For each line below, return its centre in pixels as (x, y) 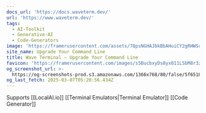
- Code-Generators (36, 40)
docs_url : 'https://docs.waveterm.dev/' (59, 12)
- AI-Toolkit (29, 29)
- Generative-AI (32, 35)
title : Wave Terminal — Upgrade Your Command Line (72, 57)
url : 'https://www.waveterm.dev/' (51, 18)
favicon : (17, 63)
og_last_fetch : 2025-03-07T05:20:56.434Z (60, 80)
